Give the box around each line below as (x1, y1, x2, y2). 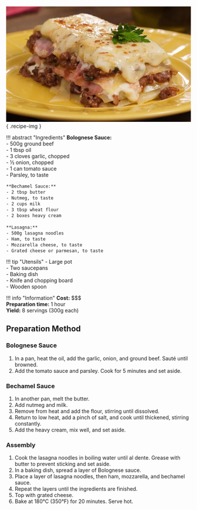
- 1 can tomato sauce (6, 165, 57, 172)
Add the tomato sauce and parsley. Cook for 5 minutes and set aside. (14, 367, 182, 374)
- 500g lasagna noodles (6, 230, 64, 236)
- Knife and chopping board (6, 277, 73, 284)
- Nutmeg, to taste (6, 195, 54, 201)
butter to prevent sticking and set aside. (14, 461, 111, 468)
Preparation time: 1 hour (6, 301, 66, 308)
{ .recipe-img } (6, 123, 42, 130)
